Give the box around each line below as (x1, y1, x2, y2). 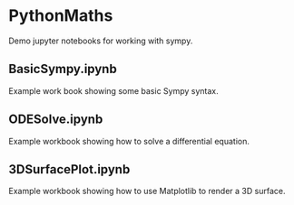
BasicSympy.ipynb (8, 61, 117, 77)
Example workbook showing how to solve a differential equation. (8, 135, 250, 146)
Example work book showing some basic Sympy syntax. (8, 85, 219, 96)
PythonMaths (8, 5, 113, 26)
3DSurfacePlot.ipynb (8, 162, 131, 177)
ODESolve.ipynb (8, 112, 103, 127)
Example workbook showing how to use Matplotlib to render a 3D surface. (8, 186, 286, 197)
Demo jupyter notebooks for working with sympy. (8, 35, 193, 46)
